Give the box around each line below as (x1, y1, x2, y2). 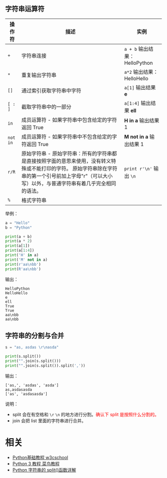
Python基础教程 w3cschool (12, 454, 69, 460)
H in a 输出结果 (124, 117, 160, 124)
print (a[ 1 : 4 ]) (5, 248, 35, 253)
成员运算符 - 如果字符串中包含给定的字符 (21, 116, 117, 123)
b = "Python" (5, 225, 32, 230)
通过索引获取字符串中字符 (21, 87, 82, 94)
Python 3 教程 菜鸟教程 (12, 461, 60, 467)
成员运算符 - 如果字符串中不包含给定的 (21, 133, 112, 140)
